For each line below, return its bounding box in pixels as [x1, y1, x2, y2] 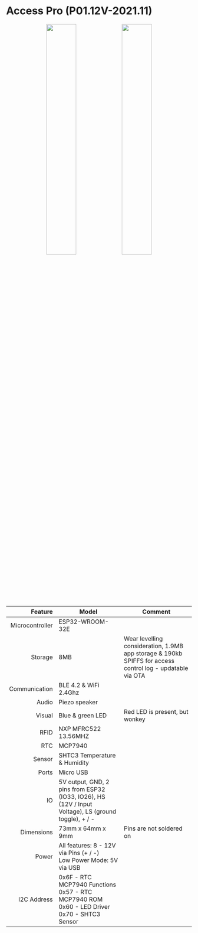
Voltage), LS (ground [58, 807, 117, 815]
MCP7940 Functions [58, 880, 117, 889]
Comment [142, 607, 171, 616]
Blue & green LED [58, 711, 107, 719]
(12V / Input [58, 799, 93, 808]
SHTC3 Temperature [58, 751, 116, 759]
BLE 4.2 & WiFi [58, 681, 100, 689]
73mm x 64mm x [58, 824, 106, 833]
